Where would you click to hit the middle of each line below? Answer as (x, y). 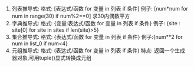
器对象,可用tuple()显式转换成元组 (52, 58)
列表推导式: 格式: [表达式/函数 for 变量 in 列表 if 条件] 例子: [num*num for (100, 9)
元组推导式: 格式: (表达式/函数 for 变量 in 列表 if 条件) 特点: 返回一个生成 (98, 51)
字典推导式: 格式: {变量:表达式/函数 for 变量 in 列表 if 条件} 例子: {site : (96, 23)
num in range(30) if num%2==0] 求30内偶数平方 (71, 16)
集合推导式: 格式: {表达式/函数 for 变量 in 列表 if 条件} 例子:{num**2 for (97, 37)
